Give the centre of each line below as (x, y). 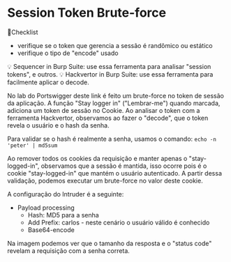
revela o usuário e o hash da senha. (58, 125)
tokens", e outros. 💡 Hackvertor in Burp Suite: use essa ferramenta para (110, 74)
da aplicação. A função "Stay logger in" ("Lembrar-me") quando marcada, (114, 103)
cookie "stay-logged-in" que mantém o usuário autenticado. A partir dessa (114, 173)
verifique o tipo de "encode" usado (68, 53)
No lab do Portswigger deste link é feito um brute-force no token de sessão (116, 95)
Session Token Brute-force (87, 13)
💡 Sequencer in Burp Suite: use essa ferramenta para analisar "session (109, 66)
